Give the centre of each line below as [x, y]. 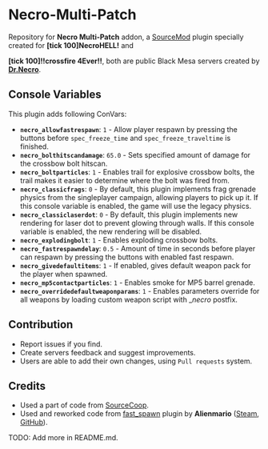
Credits [27, 386]
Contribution [41, 325]
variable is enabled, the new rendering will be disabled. [111, 231]
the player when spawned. [64, 274]
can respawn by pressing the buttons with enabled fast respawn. [127, 257]
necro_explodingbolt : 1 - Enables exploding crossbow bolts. [119, 240]
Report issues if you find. [61, 344]
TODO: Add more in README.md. [63, 438]
